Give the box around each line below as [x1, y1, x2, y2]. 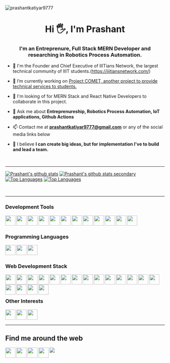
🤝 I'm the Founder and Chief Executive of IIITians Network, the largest [12, 63, 158, 69]
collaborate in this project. [12, 99, 67, 105]
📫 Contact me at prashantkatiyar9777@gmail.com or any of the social [12, 124, 163, 130]
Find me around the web [5, 334, 83, 343]
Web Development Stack [5, 263, 67, 270]
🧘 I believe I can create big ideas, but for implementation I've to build [12, 141, 159, 147]
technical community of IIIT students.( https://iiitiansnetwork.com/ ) [12, 68, 151, 75]
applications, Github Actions [12, 114, 74, 120]
